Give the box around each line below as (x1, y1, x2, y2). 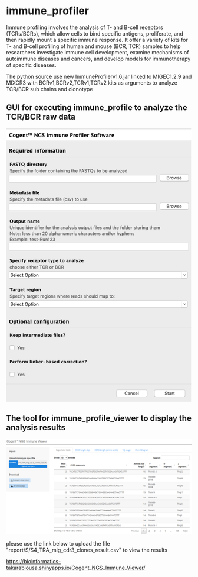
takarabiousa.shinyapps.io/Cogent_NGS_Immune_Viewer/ (6, 564, 146, 571)
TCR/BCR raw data (6, 112, 75, 122)
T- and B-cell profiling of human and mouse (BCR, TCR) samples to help (6, 43, 181, 50)
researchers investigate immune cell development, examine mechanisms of (6, 49, 189, 56)
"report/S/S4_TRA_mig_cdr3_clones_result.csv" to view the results (6, 546, 168, 553)
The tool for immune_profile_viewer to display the (6, 413, 192, 424)
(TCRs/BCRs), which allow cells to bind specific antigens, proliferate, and (6, 30, 184, 37)
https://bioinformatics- (6, 557, 61, 565)
